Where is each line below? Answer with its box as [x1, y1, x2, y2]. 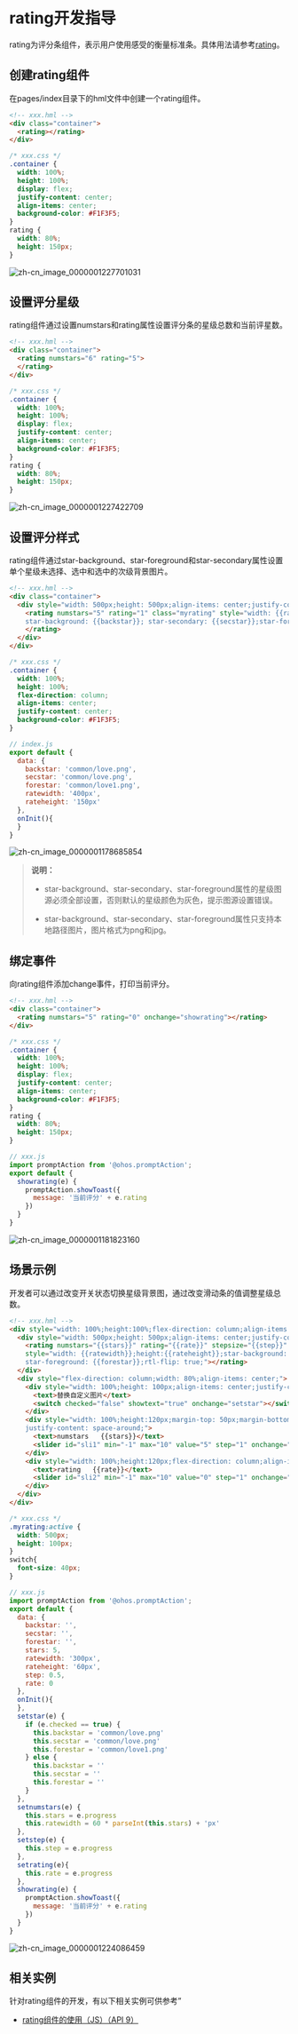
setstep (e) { [17, 1836, 66, 1845]
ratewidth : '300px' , [25, 1654, 101, 1663]
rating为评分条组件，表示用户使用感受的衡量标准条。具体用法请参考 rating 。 [9, 39, 285, 50]
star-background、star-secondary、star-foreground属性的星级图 [43, 884, 282, 894]
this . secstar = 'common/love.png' [32, 1736, 161, 1745]
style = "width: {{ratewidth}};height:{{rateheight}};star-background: [25, 1349, 288, 1359]
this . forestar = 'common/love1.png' [32, 1744, 169, 1754]
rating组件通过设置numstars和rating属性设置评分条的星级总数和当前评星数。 [9, 320, 288, 330]
